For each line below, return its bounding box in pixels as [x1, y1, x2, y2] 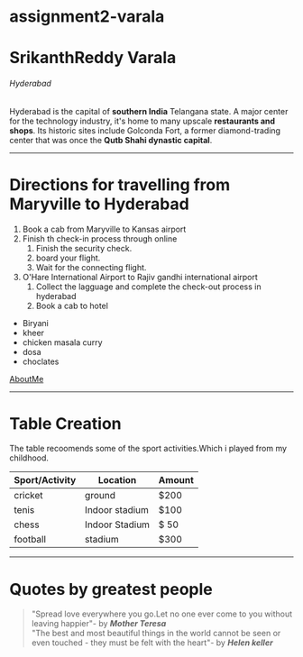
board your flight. [35, 252, 101, 263]
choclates [22, 356, 60, 367]
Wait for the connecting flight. [35, 261, 147, 272]
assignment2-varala [9, 6, 165, 27]
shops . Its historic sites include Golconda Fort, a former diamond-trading [9, 124, 281, 136]
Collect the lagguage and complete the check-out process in [35, 281, 262, 292]
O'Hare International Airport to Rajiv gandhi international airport [22, 271, 259, 282]
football [14, 534, 47, 546]
